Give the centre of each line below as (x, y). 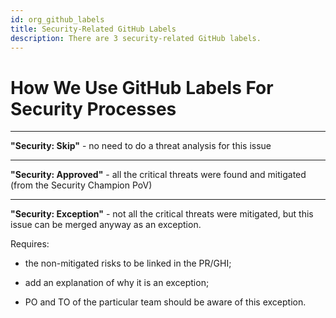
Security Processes (93, 108)
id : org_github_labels (57, 19)
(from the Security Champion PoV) (81, 185)
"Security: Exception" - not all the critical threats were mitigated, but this (162, 214)
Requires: (30, 244)
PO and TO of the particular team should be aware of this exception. (165, 302)
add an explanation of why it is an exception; (117, 283)
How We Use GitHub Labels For (142, 87)
